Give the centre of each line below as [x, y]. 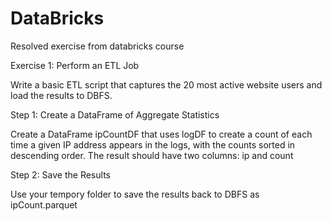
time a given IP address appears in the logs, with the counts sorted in [153, 144]
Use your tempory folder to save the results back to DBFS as [135, 194]
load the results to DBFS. [61, 95]
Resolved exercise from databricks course [97, 46]
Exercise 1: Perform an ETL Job [75, 65]
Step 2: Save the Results [60, 174]
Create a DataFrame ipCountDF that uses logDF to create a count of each [161, 134]
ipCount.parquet [44, 204]
